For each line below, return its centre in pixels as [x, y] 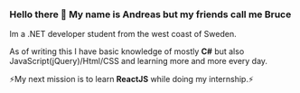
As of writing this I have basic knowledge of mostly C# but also [127, 51]
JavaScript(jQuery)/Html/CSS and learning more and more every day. [139, 61]
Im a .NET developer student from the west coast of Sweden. [123, 34]
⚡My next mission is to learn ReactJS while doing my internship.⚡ [132, 79]
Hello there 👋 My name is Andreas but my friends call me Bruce [150, 14]
